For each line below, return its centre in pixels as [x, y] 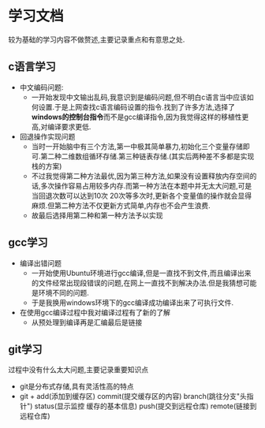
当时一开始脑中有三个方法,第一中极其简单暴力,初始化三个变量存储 [137, 146]
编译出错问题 [40, 263]
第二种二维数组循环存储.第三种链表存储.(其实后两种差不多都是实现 [147, 156]
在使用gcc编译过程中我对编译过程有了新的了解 [95, 312]
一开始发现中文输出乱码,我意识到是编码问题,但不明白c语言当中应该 [139, 97]
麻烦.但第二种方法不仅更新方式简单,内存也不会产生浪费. [121, 205]
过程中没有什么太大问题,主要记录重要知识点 [78, 370]
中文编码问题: [41, 87]
